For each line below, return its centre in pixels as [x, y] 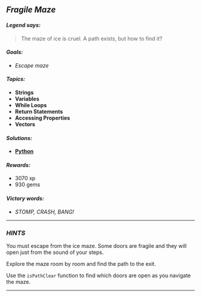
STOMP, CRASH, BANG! [45, 211]
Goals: [15, 52]
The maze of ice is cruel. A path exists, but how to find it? [92, 38]
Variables [27, 99]
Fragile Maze [31, 10]
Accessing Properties [42, 118]
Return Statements [39, 111]
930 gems [28, 184]
